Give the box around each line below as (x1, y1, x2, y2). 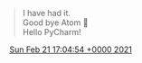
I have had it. (22, 8, 71, 18)
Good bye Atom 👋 (22, 17, 89, 28)
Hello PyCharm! (22, 27, 81, 37)
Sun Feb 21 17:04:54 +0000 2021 (8, 44, 133, 55)
